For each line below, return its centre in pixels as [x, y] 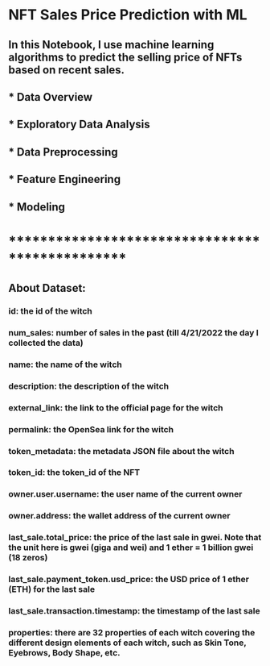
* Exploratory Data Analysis [79, 125]
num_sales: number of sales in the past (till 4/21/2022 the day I [133, 332]
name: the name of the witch [65, 364]
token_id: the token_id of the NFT [74, 472]
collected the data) [46, 343]
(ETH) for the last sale [51, 589]
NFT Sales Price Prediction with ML [128, 15]
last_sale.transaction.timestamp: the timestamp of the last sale [134, 611]
